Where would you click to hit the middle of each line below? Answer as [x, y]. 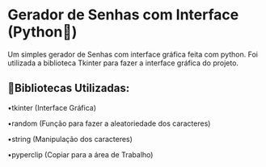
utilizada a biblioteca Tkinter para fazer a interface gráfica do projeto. [123, 63]
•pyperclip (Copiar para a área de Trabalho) [80, 154]
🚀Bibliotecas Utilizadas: [69, 88]
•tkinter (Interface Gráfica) [52, 107]
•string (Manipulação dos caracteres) [70, 139]
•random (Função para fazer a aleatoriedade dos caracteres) [109, 123]
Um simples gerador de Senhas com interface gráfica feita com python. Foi [133, 54]
